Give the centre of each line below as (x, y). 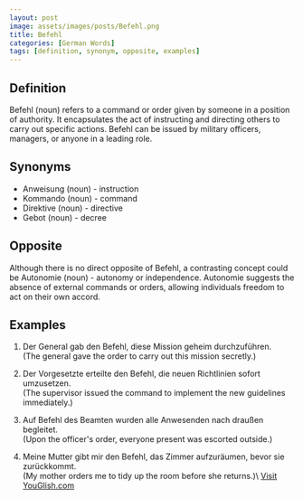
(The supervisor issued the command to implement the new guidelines (154, 393)
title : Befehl (36, 34)
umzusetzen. (47, 383)
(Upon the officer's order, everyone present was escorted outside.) (147, 439)
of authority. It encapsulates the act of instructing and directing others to (145, 119)
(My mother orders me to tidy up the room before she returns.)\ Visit (150, 476)
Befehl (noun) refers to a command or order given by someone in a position (150, 109)
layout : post (34, 18)
